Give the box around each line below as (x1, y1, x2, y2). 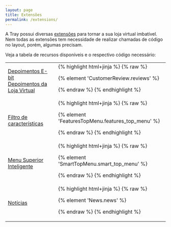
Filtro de (8, 113, 28, 121)
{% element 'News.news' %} (58, 197, 127, 204)
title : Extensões (5, 12, 42, 17)
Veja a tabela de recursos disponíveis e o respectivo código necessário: (5, 52, 156, 58)
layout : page (5, 7, 33, 13)
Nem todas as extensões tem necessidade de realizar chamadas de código (5, 36, 163, 42)
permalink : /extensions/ (5, 17, 58, 22)
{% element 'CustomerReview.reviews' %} (58, 75, 159, 82)
